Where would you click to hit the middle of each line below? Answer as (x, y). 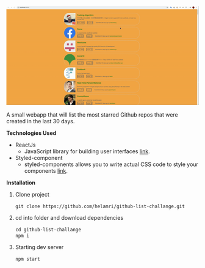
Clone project (32, 194)
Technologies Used (31, 133)
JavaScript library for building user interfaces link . (87, 151)
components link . (46, 170)
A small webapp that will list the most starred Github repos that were (92, 114)
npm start (28, 259)
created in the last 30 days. (41, 121)
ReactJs (25, 145)
